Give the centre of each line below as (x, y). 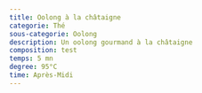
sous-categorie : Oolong (53, 34)
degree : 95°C (33, 67)
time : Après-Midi (41, 75)
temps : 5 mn (31, 58)
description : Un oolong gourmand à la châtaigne (101, 42)
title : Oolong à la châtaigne (65, 17)
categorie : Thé (37, 26)
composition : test (43, 50)
